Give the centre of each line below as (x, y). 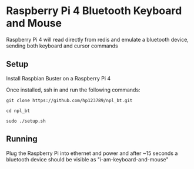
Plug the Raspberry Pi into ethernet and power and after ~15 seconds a (92, 153)
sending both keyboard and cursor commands (62, 46)
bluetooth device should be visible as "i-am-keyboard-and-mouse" (87, 159)
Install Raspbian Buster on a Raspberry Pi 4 (58, 78)
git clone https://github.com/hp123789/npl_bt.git (69, 100)
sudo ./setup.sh (26, 121)
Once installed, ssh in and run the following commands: (73, 90)
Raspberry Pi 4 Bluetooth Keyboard (94, 11)
